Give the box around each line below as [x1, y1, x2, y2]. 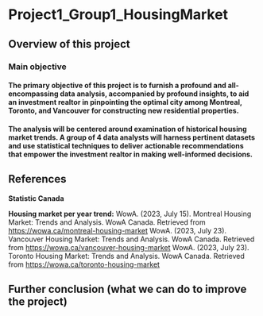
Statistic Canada [8, 193, 65, 203]
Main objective [8, 61, 68, 72]
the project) [8, 295, 68, 308]
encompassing [8, 89, 59, 98]
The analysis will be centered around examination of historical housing [8, 124, 248, 133]
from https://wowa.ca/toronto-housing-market [8, 260, 161, 269]
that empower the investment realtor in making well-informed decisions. [8, 149, 253, 159]
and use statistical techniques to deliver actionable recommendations [8, 141, 244, 150]
